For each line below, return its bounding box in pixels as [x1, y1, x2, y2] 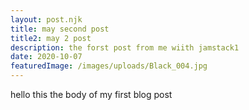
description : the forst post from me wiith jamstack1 [10, 42, 240, 53]
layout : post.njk [10, 14, 83, 25]
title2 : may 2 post [10, 33, 92, 43]
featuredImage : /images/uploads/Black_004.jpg [10, 61, 208, 71]
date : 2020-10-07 [10, 52, 83, 62]
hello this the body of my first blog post [10, 89, 173, 100]
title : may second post [10, 24, 110, 34]
